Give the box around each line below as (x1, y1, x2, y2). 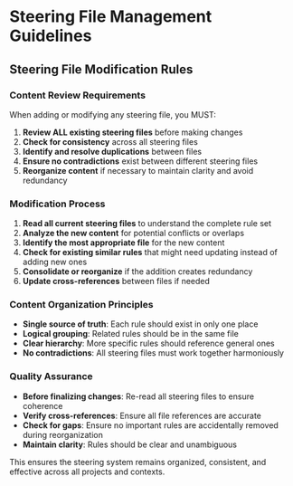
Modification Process (9, 197, 106, 210)
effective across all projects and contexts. (9, 466, 165, 477)
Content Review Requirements (9, 89, 146, 101)
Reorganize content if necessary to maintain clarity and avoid (22, 165, 254, 176)
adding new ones (22, 256, 88, 268)
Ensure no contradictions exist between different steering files (22, 156, 259, 167)
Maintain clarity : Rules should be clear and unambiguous (22, 439, 238, 450)
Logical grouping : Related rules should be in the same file (22, 329, 240, 339)
